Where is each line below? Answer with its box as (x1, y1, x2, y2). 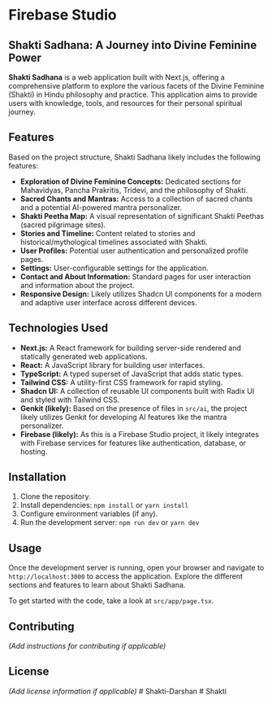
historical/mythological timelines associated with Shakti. (19, 237, 209, 247)
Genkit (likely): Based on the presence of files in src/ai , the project (19, 403, 248, 413)
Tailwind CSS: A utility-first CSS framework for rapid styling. (19, 377, 223, 387)
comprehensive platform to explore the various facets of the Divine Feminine (8, 81, 265, 90)
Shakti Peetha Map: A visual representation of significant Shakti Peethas (19, 211, 265, 221)
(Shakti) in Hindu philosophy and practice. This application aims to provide (8, 90, 257, 99)
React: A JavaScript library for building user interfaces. (19, 360, 205, 369)
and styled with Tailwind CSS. (19, 395, 120, 404)
